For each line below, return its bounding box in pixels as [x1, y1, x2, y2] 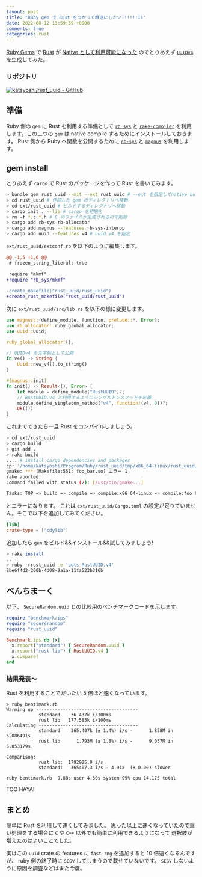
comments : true [6, 25, 44, 32]
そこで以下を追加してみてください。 [16, 509, 106, 517]
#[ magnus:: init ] [6, 378, 47, 384]
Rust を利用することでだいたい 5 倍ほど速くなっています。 [6, 689, 150, 697]
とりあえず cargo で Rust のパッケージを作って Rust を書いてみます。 [6, 180, 176, 187]
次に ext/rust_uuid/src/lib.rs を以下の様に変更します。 [6, 305, 147, 313]
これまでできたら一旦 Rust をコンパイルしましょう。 [6, 423, 136, 430]
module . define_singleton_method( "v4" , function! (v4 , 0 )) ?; [17, 400, 168, 406]
